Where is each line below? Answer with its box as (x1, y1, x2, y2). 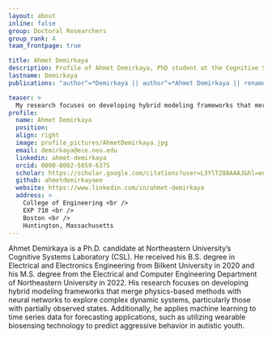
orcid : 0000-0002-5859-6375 (15, 161, 111, 170)
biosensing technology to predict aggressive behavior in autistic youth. (8, 321, 245, 331)
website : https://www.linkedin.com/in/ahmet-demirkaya (15, 184, 205, 192)
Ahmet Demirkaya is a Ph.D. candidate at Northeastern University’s (8, 243, 232, 253)
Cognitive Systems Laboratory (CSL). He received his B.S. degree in (8, 252, 236, 262)
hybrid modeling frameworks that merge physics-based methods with (8, 286, 241, 296)
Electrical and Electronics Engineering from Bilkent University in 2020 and (8, 260, 255, 271)
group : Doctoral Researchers (8, 27, 107, 35)
